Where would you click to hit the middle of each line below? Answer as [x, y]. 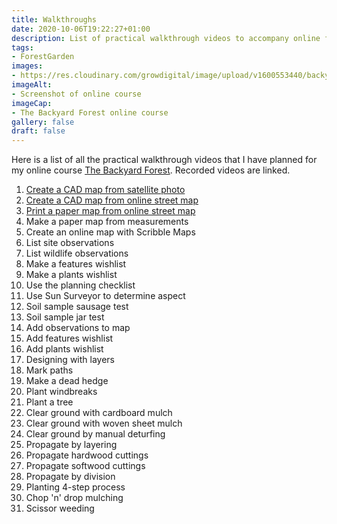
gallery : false [43, 122]
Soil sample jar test [65, 317]
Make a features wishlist [76, 264]
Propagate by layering [71, 445]
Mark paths [49, 370]
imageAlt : [32, 85]
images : [27, 66]
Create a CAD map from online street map [112, 200]
